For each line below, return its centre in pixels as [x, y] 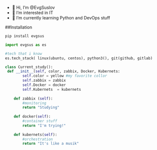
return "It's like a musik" [51, 144]
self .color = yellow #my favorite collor [65, 76]
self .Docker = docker [44, 85]
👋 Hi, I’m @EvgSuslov [33, 8]
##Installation [19, 27]
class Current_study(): [29, 67]
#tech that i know [24, 53]
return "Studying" [41, 108]
